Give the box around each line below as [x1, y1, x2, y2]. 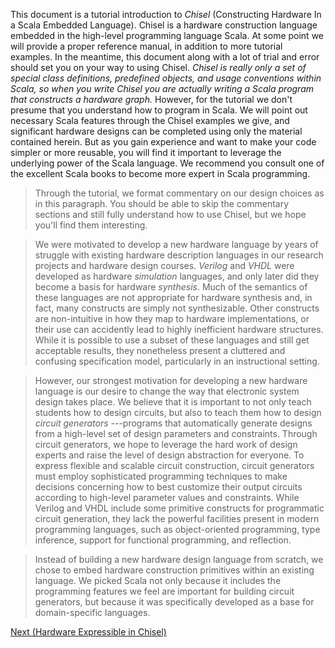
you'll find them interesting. [34, 219, 148, 231]
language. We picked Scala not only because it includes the [34, 575, 282, 586]
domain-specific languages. [34, 607, 151, 618]
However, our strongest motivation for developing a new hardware [34, 375, 308, 386]
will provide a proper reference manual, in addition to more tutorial [10, 40, 283, 52]
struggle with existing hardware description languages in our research [34, 249, 324, 261]
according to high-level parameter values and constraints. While [34, 492, 300, 503]
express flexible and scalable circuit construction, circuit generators [34, 460, 315, 471]
